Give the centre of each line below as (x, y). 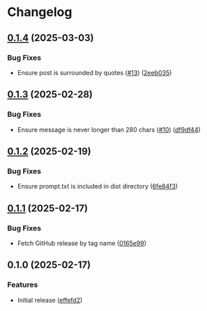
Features (23, 285)
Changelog (40, 12)
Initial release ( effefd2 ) (50, 300)
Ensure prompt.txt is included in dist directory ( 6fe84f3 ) (98, 186)
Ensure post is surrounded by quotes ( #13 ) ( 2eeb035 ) (94, 72)
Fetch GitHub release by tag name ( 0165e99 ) (82, 243)
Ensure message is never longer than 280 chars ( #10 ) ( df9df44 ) (109, 129)
